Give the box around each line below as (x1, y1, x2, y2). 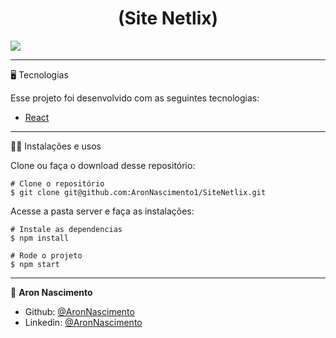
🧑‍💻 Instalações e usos (10, 140, 102, 152)
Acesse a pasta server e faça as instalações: (10, 205, 195, 217)
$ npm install (10, 233, 70, 243)
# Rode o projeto (10, 250, 83, 261)
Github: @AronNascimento (24, 305, 135, 317)
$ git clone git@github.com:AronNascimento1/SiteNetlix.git (10, 187, 267, 197)
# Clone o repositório (10, 178, 105, 189)
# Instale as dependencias (10, 224, 123, 234)
